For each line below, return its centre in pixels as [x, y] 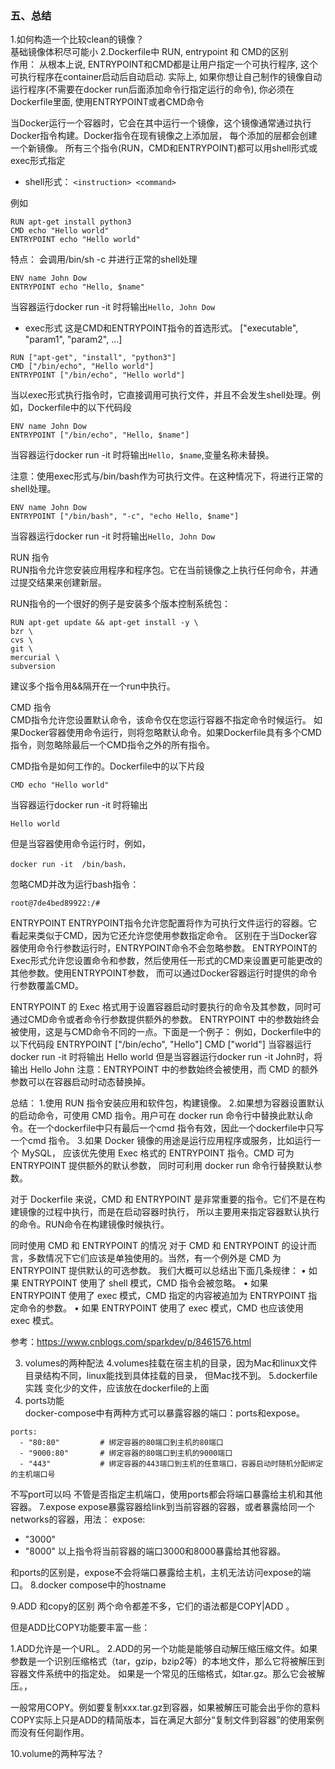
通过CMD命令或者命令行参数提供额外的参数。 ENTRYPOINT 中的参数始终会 [165, 1019]
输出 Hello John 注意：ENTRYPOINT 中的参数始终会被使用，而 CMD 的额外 [164, 1069]
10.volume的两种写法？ [57, 1754]
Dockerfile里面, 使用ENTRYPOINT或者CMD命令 [107, 102]
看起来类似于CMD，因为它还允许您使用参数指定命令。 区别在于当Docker [159, 936]
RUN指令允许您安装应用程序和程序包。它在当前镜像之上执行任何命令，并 [160, 570]
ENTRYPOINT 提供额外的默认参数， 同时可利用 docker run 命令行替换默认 [162, 1166]
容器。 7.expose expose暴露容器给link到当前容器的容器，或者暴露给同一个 [162, 1507]
